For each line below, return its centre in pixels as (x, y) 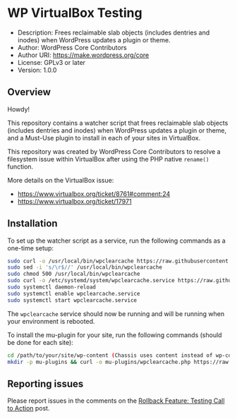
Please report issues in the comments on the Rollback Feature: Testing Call (116, 401)
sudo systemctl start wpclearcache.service (72, 300)
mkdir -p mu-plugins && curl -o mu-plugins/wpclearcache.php (99, 362)
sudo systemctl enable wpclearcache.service (74, 293)
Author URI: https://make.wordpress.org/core (83, 55)
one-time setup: (31, 248)
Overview (29, 92)
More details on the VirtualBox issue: (61, 180)
